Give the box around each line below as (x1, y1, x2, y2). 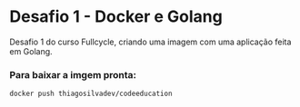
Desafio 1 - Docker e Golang (9, 6, 223, 27)
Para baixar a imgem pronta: (9, 68, 137, 81)
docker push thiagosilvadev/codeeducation (9, 89, 173, 99)
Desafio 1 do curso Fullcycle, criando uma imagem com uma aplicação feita (9, 36, 292, 47)
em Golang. (9, 45, 53, 56)
